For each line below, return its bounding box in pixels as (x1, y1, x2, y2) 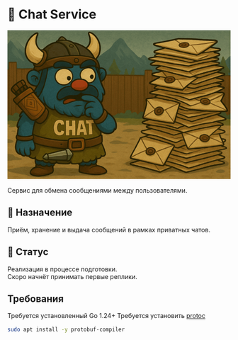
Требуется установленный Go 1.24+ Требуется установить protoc (7, 312, 205, 320)
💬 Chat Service (7, 6, 97, 23)
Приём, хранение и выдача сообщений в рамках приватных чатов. (7, 225, 211, 234)
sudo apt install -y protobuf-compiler (7, 326, 125, 334)
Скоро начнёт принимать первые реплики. (7, 272, 138, 280)
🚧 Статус (7, 246, 49, 258)
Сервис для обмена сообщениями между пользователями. (7, 186, 188, 194)
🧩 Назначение (7, 207, 73, 219)
